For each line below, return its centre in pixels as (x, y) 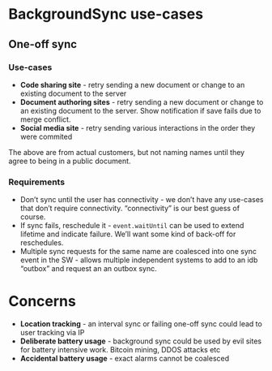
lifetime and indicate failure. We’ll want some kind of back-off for (128, 234)
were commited (46, 136)
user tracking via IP (52, 333)
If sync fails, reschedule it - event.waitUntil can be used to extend (132, 226)
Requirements (37, 182)
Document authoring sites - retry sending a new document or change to (142, 101)
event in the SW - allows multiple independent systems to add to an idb (139, 260)
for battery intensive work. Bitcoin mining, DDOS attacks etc (120, 350)
